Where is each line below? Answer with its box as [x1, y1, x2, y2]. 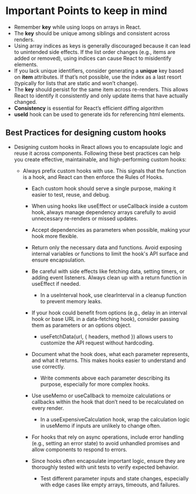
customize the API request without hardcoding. [40, 339, 154, 346]
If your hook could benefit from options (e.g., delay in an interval [31, 309, 187, 316]
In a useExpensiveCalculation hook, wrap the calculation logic [40, 415, 190, 423]
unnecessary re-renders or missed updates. [31, 215, 138, 222]
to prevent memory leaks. [40, 297, 103, 304]
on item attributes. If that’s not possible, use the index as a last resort [13, 73, 181, 80]
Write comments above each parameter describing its [40, 374, 171, 381]
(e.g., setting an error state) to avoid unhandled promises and [31, 439, 180, 446]
